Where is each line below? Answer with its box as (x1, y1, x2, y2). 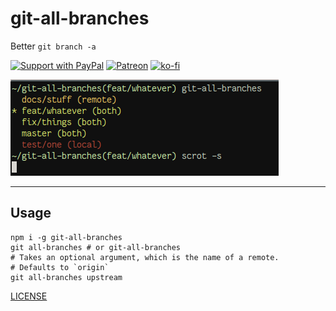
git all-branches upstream (10, 272, 123, 282)
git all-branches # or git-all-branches (10, 242, 182, 252)
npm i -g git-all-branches (10, 232, 123, 242)
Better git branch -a (10, 40, 97, 52)
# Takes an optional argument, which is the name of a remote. (10, 252, 280, 262)
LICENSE (10, 290, 48, 302)
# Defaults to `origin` (10, 262, 110, 272)
